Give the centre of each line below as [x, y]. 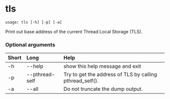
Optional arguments [30, 44]
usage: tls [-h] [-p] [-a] [34, 22]
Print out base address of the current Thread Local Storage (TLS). [74, 31]
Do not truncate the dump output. [103, 89]
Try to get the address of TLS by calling [110, 75]
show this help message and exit [102, 66]
